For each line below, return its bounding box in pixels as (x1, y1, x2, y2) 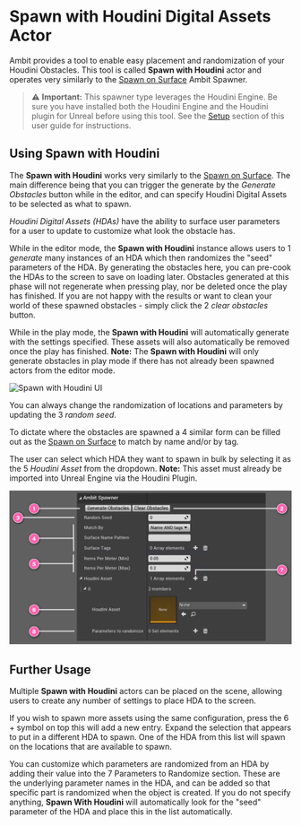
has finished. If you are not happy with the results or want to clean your (9, 290, 272, 301)
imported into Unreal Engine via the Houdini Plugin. (9, 473, 198, 483)
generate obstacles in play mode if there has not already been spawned (9, 355, 275, 366)
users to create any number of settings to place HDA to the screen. (9, 695, 257, 706)
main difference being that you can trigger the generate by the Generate (9, 179, 276, 190)
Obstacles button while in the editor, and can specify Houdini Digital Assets (9, 188, 288, 199)
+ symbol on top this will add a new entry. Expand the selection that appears (9, 722, 292, 733)
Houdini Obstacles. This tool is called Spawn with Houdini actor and (9, 65, 262, 75)
